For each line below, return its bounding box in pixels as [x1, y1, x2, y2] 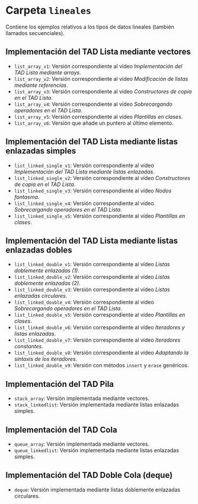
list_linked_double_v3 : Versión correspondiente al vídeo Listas [14, 286, 170, 293]
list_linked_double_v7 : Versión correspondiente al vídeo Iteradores [14, 336, 181, 344]
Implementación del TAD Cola [5, 424, 117, 434]
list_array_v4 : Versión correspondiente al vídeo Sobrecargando [14, 100, 173, 108]
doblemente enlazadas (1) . [14, 267, 79, 274]
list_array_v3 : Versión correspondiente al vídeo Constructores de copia [14, 87, 192, 95]
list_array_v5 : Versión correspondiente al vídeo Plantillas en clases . [14, 113, 183, 120]
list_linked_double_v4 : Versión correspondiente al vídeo [14, 298, 155, 306]
